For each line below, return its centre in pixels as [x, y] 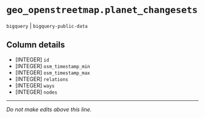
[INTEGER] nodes [36, 92]
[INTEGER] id [32, 60]
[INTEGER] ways [35, 85]
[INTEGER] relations [42, 79]
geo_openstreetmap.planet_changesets [102, 10]
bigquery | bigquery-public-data [47, 26]
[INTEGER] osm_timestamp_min [52, 66]
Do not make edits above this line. [49, 109]
